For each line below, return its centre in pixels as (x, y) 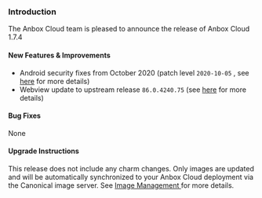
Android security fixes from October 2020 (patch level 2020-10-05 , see (134, 72)
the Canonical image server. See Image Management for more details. (121, 185)
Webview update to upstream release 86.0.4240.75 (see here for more (133, 90)
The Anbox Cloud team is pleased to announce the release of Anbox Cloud (129, 29)
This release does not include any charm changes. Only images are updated (131, 168)
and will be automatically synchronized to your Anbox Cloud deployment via (131, 177)
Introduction (32, 12)
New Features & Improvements (60, 55)
